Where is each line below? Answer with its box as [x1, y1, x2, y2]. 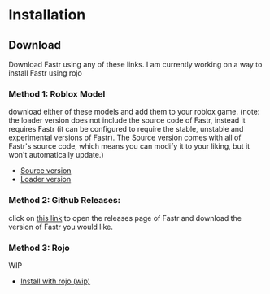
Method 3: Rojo [8, 242, 71, 253]
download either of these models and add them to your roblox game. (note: [8, 107, 260, 117]
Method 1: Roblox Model [8, 88, 106, 99]
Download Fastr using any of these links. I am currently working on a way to [8, 59, 263, 69]
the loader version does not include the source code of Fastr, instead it [8, 115, 246, 125]
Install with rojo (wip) [20, 276, 91, 286]
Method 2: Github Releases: [8, 195, 121, 206]
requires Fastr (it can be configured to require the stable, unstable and [8, 124, 244, 134]
